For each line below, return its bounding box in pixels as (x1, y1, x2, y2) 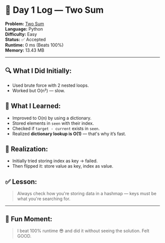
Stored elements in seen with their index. (12, 120, 94, 126)
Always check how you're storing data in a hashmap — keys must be (17, 191, 157, 197)
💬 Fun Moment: (5, 214, 53, 223)
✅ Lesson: (5, 177, 37, 186)
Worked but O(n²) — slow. (12, 87, 65, 93)
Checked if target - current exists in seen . (12, 125, 100, 131)
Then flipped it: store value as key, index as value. (12, 163, 114, 169)
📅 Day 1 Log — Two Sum (5, 4, 104, 16)
